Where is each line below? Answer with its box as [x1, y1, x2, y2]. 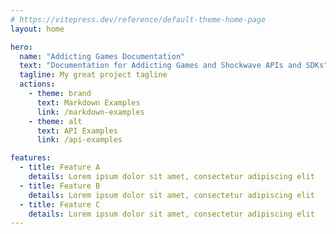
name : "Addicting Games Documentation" [19, 51, 186, 61]
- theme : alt [28, 116, 83, 126]
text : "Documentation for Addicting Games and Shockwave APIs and [19, 61, 302, 71]
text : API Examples [36, 126, 118, 136]
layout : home [10, 24, 65, 34]
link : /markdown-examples [36, 107, 145, 117]
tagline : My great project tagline [19, 70, 168, 80]
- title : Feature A [19, 162, 101, 173]
